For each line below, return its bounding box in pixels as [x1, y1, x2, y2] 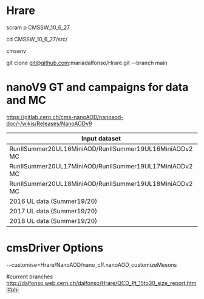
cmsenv [6, 47, 26, 55]
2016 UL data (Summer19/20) [9, 197, 98, 205]
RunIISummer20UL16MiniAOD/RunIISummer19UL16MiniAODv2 [9, 144, 193, 153]
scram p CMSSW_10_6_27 [6, 24, 70, 31]
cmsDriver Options [6, 241, 104, 255]
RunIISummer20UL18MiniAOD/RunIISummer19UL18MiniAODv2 [9, 179, 193, 188]
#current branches [6, 273, 53, 280]
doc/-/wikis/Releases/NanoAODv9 [6, 120, 92, 127]
